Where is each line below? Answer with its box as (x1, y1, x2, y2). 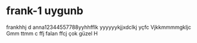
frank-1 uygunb (6, 4, 84, 18)
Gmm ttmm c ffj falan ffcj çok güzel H (6, 29, 98, 37)
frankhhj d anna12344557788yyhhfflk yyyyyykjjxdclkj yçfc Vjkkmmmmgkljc (6, 24, 192, 31)
